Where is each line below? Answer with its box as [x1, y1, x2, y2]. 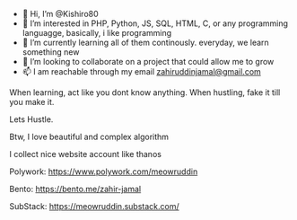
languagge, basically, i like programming [22, 28, 172, 38]
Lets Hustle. [9, 114, 54, 125]
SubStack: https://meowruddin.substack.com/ [9, 201, 179, 211]
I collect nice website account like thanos [9, 149, 162, 159]
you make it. [9, 97, 55, 107]
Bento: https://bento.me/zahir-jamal [9, 184, 142, 194]
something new [22, 47, 80, 57]
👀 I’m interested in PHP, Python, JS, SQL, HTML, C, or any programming [22, 18, 289, 29]
